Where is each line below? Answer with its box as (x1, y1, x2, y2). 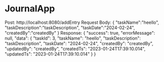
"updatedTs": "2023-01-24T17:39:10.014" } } (4, 51, 96, 57)
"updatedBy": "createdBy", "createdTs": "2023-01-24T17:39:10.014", (4, 46, 145, 52)
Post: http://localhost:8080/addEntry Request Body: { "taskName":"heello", (4, 19, 159, 25)
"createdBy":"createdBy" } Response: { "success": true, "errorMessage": (4, 30, 155, 36)
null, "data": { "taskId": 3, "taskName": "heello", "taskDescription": (4, 35, 141, 41)
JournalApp (4, 3, 55, 14)
